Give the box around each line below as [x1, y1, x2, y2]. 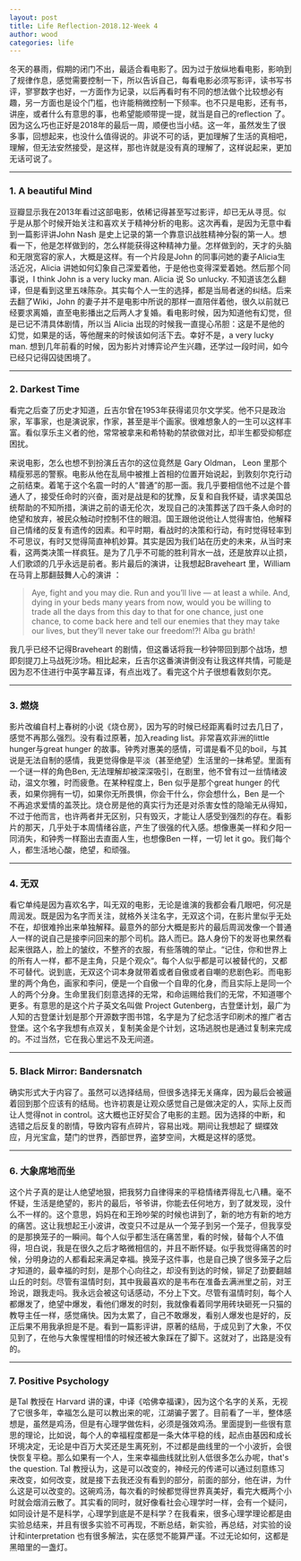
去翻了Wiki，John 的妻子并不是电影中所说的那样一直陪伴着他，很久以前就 [9, 296, 282, 306]
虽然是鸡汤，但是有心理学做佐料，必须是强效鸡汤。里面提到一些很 [32, 1419, 276, 1429]
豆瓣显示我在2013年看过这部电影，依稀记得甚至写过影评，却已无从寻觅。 [9, 206, 279, 217]
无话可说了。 [9, 153, 56, 164]
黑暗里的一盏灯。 [9, 1542, 73, 1553]
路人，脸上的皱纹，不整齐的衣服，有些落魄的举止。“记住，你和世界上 [32, 944, 288, 955]
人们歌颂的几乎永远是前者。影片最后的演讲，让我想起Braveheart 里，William [9, 557, 291, 569]
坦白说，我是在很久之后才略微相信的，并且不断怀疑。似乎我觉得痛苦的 [24, 1243, 284, 1254]
